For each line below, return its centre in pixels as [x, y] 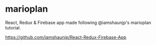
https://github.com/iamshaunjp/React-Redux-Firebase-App [66, 37]
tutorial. [13, 27]
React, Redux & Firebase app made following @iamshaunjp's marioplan [78, 22]
